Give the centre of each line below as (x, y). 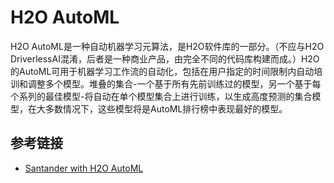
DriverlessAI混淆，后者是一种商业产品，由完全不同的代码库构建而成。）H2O (165, 58)
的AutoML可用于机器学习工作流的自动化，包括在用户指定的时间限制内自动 (162, 71)
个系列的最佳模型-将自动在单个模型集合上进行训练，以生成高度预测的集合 (161, 96)
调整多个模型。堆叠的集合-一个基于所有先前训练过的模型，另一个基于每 (174, 83)
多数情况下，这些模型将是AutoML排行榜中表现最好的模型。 (166, 108)
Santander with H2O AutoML (84, 168)
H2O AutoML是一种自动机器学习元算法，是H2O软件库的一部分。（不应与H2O (167, 46)
